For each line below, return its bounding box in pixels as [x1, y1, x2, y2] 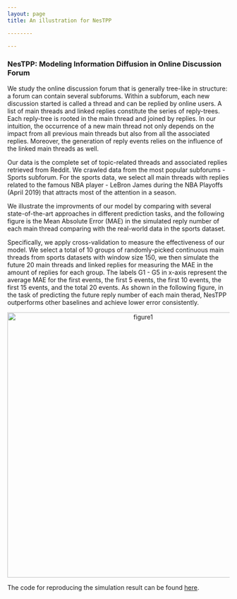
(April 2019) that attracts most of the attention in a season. [7, 188, 177, 197]
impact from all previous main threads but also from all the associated [7, 129, 210, 138]
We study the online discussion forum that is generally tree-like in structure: [7, 84, 228, 93]
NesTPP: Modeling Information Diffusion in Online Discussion [7, 59, 222, 69]
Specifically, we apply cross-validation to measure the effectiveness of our [7, 238, 225, 246]
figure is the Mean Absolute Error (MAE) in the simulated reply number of [7, 216, 220, 225]
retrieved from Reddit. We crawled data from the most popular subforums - [7, 165, 226, 174]
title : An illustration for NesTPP [7, 17, 112, 24]
